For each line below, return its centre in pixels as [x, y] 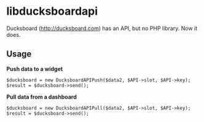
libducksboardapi [52, 11]
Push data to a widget [35, 69]
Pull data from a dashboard [41, 97]
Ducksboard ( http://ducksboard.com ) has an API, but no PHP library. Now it [102, 28]
